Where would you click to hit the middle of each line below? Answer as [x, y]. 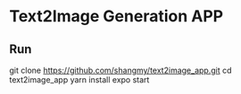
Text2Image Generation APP [116, 16]
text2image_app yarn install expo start [79, 80]
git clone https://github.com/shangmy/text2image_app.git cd [120, 70]
